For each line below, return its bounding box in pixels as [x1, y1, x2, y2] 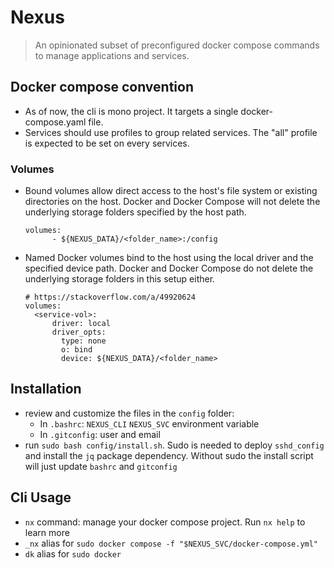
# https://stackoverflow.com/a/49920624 [24, 292, 196, 303]
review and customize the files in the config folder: [24, 407, 235, 419]
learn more [24, 526, 70, 538]
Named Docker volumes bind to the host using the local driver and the [24, 252, 314, 264]
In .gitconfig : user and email [39, 428, 161, 440]
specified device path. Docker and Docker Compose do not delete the [24, 262, 314, 275]
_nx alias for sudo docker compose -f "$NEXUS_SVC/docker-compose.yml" [24, 537, 319, 549]
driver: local [51, 319, 111, 329]
